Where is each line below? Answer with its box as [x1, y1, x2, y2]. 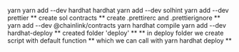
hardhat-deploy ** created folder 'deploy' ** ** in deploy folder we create [7, 28, 224, 37]
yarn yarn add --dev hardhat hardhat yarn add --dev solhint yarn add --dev [7, 6, 230, 14]
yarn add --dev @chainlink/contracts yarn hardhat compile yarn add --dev [7, 21, 227, 29]
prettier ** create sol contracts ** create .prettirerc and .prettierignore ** [7, 14, 221, 22]
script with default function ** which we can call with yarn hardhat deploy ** [7, 36, 232, 45]
